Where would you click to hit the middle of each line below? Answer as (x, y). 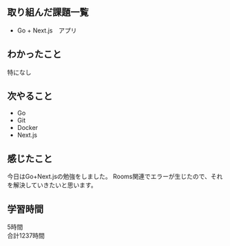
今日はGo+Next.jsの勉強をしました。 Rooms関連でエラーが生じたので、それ (115, 177)
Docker (28, 128)
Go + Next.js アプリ (47, 30)
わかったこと (34, 54)
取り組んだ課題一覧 (48, 12)
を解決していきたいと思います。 (52, 185)
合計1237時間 (26, 236)
